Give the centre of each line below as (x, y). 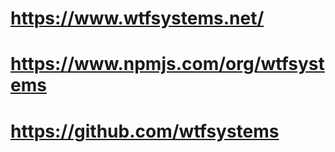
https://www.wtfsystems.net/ (137, 18)
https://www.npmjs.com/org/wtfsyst (167, 64)
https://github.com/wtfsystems (145, 131)
